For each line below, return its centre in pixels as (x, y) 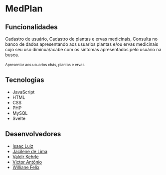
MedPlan (24, 9)
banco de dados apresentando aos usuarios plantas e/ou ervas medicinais (82, 44)
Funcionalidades (32, 27)
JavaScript (23, 92)
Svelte (19, 118)
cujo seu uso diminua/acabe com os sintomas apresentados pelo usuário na (83, 49)
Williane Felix (26, 167)
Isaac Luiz (23, 146)
